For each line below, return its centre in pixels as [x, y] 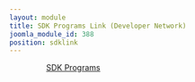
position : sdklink [44, 42]
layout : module [38, 17]
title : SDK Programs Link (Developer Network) [98, 26]
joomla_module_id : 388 [52, 34]
